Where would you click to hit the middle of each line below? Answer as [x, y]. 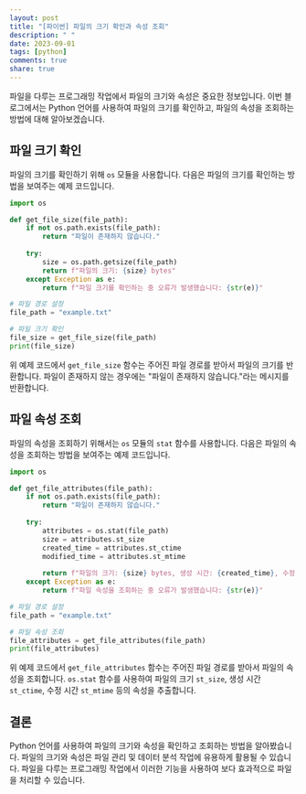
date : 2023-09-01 [42, 43]
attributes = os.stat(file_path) [106, 531]
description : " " [42, 35]
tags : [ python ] [38, 52]
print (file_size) [42, 346]
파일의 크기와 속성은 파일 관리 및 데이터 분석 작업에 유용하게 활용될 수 [144, 757]
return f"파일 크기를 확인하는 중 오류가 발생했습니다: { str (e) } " [153, 288]
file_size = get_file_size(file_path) [83, 338]
